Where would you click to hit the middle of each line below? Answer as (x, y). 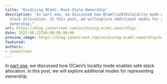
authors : (14, 47)
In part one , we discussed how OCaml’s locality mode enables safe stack (80, 66)
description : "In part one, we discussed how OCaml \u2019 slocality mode (82, 14)
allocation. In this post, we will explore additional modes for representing (79, 71)
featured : (15, 42)
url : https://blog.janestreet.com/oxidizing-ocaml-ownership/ (71, 28)
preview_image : (21, 38)
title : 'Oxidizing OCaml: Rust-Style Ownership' (56, 10)
